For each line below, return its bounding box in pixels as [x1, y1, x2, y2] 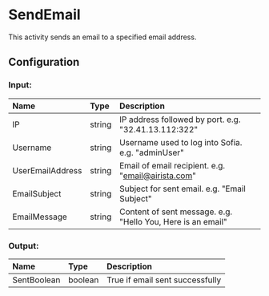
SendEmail [8, 6, 82, 24]
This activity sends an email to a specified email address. [8, 32, 197, 42]
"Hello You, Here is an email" [118, 216, 228, 227]
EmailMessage [12, 211, 68, 222]
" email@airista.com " [118, 170, 196, 181]
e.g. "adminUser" [118, 147, 184, 158]
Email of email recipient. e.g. [118, 160, 226, 171]
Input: [8, 79, 32, 91]
